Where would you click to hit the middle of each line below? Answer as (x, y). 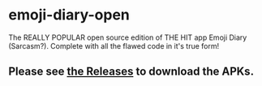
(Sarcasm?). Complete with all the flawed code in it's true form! (114, 45)
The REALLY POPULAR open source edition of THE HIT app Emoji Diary (128, 37)
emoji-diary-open (69, 15)
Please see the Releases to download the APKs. (131, 72)
